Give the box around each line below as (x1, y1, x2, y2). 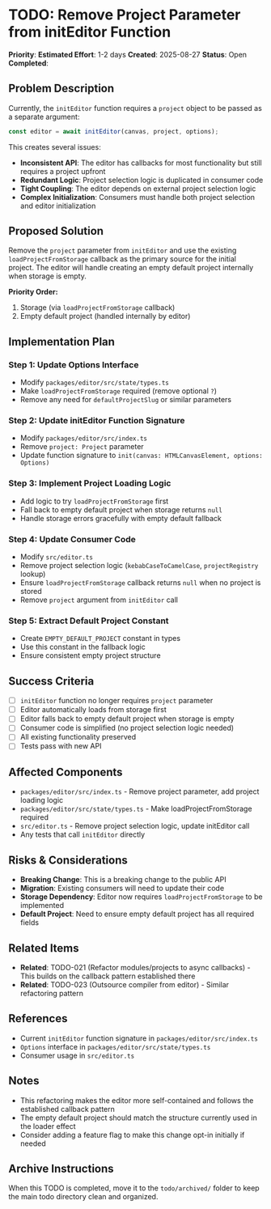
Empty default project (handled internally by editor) (19, 312, 191, 321)
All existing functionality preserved (19, 732, 137, 742)
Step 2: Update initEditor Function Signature (8, 415, 185, 426)
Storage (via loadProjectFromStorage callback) (19, 303, 176, 312)
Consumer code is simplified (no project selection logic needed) (19, 723, 235, 733)
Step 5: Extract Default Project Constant (8, 615, 169, 626)
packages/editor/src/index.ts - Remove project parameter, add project (19, 787, 260, 796)
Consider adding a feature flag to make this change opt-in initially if (19, 1130, 245, 1139)
